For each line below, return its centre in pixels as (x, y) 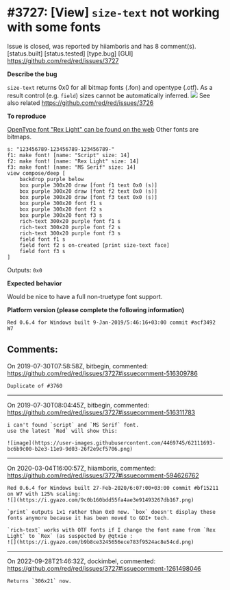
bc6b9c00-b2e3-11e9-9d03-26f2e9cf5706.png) (70, 449)
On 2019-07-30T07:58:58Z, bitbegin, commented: (78, 366)
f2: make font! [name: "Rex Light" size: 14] (73, 161)
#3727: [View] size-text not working (114, 13)
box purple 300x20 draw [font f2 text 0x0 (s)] (88, 191)
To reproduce (27, 116)
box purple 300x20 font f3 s (61, 215)
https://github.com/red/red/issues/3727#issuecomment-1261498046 (104, 568)
